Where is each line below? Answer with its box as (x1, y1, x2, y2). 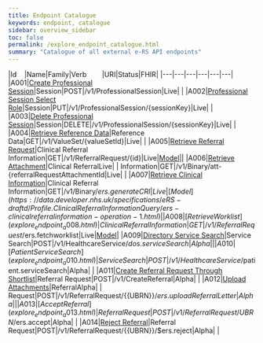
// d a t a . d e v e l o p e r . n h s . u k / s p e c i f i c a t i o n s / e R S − (33, 195, 181, 205)
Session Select (8, 95, 57, 104)
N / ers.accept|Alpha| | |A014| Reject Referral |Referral (8, 318, 177, 327)
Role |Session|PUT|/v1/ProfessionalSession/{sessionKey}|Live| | (8, 103, 214, 112)
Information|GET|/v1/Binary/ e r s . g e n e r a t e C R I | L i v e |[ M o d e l (8, 186, 192, 196)
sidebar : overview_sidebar (8, 26, 97, 34)
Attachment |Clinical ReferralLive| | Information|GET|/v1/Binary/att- (8, 162, 222, 171)
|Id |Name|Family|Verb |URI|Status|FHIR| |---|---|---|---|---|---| (8, 70, 234, 79)
